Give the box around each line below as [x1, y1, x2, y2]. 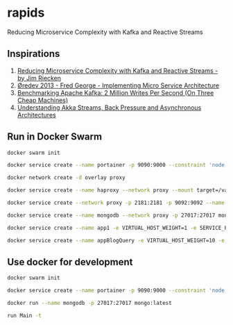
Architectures [17, 110, 57, 119]
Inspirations [7, 48, 60, 60]
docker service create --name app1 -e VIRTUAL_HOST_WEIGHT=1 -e [7, 224, 197, 231]
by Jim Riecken [17, 74, 61, 82]
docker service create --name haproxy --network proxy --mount [7, 187, 194, 194]
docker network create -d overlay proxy [7, 174, 126, 181]
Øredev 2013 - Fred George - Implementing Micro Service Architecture [17, 81, 220, 90]
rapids [7, 5, 45, 21]
